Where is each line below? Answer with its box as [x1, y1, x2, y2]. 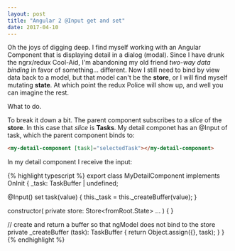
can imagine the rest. [7, 88, 70, 97]
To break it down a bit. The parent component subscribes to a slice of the [7, 116, 222, 124]
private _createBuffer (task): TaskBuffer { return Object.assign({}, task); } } [7, 228, 225, 237]
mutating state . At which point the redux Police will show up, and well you [7, 81, 224, 90]
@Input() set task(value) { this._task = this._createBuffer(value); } [7, 193, 197, 201]
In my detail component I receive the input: [7, 158, 133, 166]
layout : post [7, 10, 46, 18]
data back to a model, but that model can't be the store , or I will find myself [7, 73, 228, 82]
